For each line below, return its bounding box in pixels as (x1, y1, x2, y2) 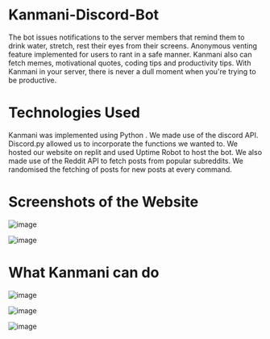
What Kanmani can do (8, 264, 160, 282)
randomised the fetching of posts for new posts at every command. (8, 164, 232, 174)
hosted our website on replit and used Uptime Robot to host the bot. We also (8, 147, 263, 157)
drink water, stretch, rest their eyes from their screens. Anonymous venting (8, 40, 258, 50)
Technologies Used (8, 103, 141, 122)
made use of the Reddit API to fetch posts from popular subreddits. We (8, 156, 243, 165)
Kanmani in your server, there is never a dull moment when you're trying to (8, 66, 256, 76)
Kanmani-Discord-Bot (8, 6, 160, 24)
